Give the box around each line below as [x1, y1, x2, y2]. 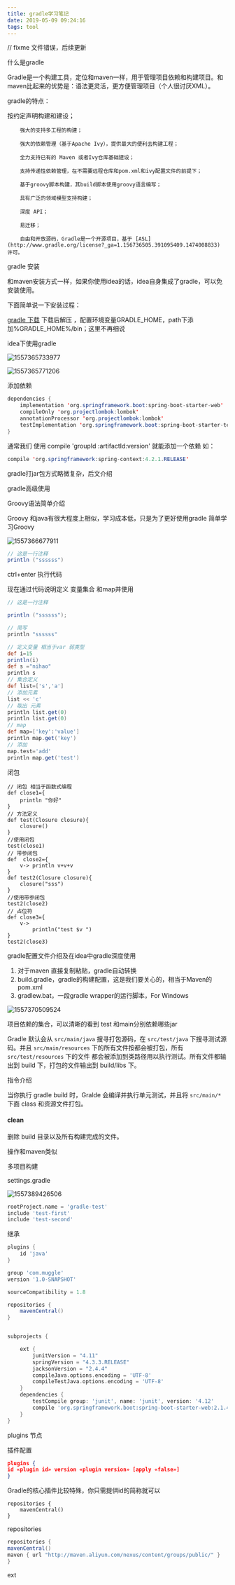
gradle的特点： [7, 97, 50, 105]
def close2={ [7, 856, 49, 863]
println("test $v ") [32, 926, 92, 933]
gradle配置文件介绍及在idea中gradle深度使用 [7, 951, 136, 960]
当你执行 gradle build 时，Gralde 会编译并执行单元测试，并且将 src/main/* [7, 1090, 222, 1099]
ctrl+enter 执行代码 [7, 570, 62, 579]
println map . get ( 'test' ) [7, 754, 80, 761]
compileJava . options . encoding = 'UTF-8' [32, 1371, 152, 1379]
